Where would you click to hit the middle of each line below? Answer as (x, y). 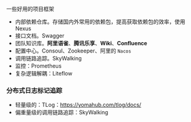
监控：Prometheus (38, 66)
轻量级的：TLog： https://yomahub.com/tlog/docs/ (78, 105)
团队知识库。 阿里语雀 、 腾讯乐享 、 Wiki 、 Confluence (81, 43)
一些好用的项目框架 (30, 9)
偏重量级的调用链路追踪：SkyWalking (62, 112)
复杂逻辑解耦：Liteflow (44, 73)
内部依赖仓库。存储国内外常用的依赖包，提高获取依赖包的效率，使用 (100, 22)
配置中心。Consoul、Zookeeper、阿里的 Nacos (73, 51)
